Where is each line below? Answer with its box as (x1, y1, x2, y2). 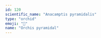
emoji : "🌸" (5, 21, 28, 26)
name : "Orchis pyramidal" (5, 26, 59, 31)
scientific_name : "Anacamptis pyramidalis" (5, 12, 97, 17)
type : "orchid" (5, 16, 37, 21)
